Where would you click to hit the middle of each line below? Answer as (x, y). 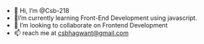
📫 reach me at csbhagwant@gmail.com (71, 33)
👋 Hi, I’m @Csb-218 (41, 11)
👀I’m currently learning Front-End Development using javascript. (105, 18)
